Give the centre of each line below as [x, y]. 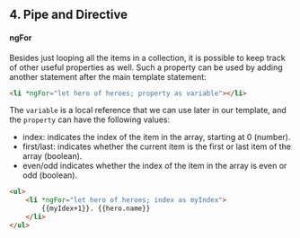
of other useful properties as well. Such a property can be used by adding [146, 67]
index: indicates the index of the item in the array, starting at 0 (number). [156, 137]
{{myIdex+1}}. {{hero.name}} [96, 209]
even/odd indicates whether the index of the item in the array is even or [154, 166]
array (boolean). [52, 156]
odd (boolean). [50, 175]
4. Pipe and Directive [69, 15]
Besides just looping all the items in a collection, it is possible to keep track [147, 57]
